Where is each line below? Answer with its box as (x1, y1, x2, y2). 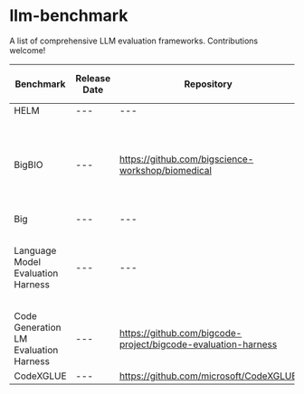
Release (75, 71, 111, 84)
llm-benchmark (9, 5, 128, 26)
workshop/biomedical (119, 164, 213, 176)
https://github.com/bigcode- (119, 326, 242, 339)
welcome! (9, 44, 46, 55)
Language (14, 244, 57, 257)
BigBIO (14, 158, 43, 171)
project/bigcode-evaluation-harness (119, 338, 278, 351)
